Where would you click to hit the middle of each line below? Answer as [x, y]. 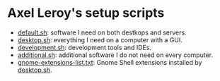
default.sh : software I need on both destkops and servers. [102, 32]
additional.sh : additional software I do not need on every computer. [115, 55]
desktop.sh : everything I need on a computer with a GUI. [100, 39]
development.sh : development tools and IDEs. [85, 47]
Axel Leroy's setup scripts [86, 13]
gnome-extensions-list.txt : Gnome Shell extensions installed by [110, 62]
